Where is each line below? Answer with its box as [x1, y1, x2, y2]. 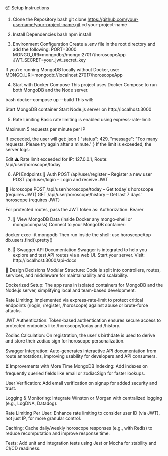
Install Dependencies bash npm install [12, 31, 91, 37]
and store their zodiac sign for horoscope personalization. [5, 338, 125, 344]
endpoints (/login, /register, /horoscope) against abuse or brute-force [5, 302, 148, 308]
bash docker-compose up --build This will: [5, 97, 94, 102]
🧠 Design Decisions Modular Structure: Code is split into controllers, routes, [5, 267, 161, 273]
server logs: [5, 147, 30, 152]
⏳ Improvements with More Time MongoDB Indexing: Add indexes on [5, 363, 148, 369]
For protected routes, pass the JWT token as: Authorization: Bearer [5, 207, 144, 212]
